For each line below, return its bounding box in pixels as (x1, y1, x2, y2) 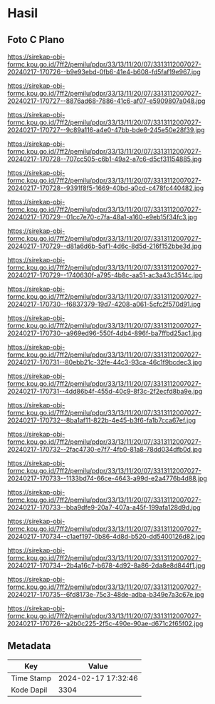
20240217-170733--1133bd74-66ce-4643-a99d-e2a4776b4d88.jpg (7, 474, 208, 482)
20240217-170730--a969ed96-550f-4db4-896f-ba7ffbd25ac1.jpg (7, 329, 202, 337)
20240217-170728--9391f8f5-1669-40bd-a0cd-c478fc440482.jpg (7, 184, 204, 192)
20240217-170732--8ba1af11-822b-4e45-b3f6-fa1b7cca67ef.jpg (7, 416, 196, 425)
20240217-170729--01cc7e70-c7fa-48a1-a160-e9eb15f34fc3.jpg (7, 213, 197, 221)
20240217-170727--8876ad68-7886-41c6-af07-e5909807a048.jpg (7, 96, 206, 105)
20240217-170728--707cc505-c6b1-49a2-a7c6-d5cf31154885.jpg (7, 155, 202, 163)
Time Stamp (11, 673, 52, 683)
